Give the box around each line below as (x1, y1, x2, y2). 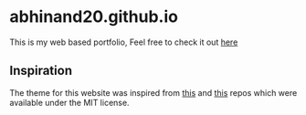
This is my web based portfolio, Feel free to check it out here (9, 37, 238, 47)
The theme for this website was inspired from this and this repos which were (9, 87, 298, 98)
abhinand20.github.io (9, 6, 178, 27)
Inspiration (9, 63, 73, 78)
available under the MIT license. (9, 97, 130, 108)
